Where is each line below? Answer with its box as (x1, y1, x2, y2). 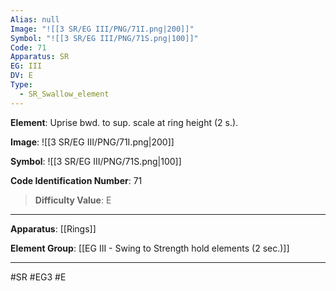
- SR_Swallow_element (19, 89, 110, 99)
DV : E (10, 71, 33, 81)
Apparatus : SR (10, 52, 70, 62)
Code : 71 (10, 42, 47, 53)
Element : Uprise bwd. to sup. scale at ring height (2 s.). (10, 116, 239, 128)
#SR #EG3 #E (10, 271, 67, 283)
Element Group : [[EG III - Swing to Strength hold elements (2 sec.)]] (10, 242, 290, 254)
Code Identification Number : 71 (10, 174, 143, 186)
